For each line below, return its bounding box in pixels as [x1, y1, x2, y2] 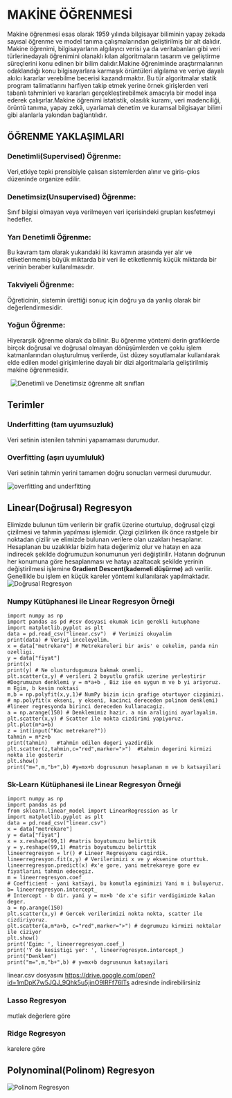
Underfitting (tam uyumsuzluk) [7, 420, 114, 429]
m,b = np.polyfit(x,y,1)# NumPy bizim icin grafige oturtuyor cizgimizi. [7, 691, 225, 698]
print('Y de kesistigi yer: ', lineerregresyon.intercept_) [7, 947, 185, 954]
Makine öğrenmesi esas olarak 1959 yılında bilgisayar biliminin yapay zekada [7, 30, 226, 38]
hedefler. [7, 215, 33, 223]
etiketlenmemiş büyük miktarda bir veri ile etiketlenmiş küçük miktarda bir [7, 255, 217, 264]
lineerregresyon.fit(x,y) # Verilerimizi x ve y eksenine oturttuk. [7, 856, 209, 863]
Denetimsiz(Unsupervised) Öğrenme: [7, 192, 136, 201]
